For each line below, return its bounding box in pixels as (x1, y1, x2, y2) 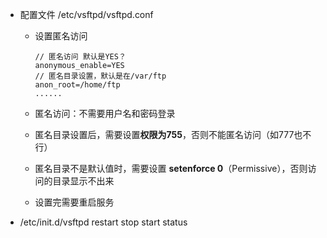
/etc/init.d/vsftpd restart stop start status (19, 216, 188, 228)
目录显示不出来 (52, 175, 115, 187)
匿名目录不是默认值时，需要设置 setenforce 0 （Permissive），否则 (34, 163, 308, 174)
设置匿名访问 (34, 30, 88, 42)
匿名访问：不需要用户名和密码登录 (34, 108, 176, 119)
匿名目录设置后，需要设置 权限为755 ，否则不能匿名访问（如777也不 (34, 129, 312, 140)
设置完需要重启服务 (34, 196, 115, 208)
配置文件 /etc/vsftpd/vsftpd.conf (19, 9, 154, 20)
